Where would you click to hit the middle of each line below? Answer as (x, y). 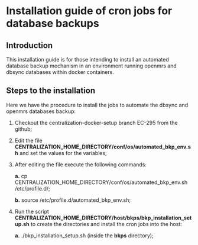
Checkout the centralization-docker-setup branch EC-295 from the (96, 122)
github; (23, 129)
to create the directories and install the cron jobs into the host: (106, 224)
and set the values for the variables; (64, 153)
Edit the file (28, 140)
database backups (53, 23)
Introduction (30, 45)
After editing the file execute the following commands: (80, 165)
